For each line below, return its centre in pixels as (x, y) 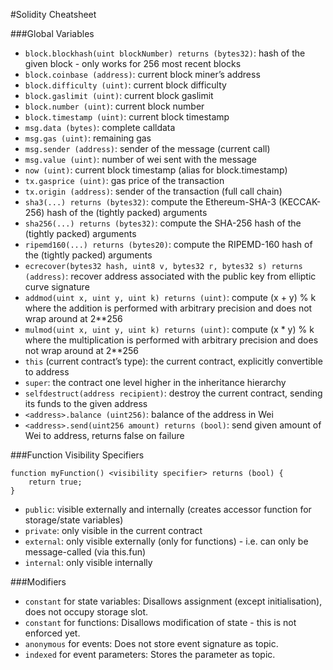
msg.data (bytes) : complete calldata (100, 127)
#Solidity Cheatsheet (53, 14)
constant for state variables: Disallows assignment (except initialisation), (173, 601)
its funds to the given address (86, 403)
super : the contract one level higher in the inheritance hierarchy (155, 382)
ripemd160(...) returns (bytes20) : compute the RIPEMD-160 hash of (168, 244)
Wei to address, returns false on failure (104, 435)
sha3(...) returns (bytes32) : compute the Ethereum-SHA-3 (150, 202)
